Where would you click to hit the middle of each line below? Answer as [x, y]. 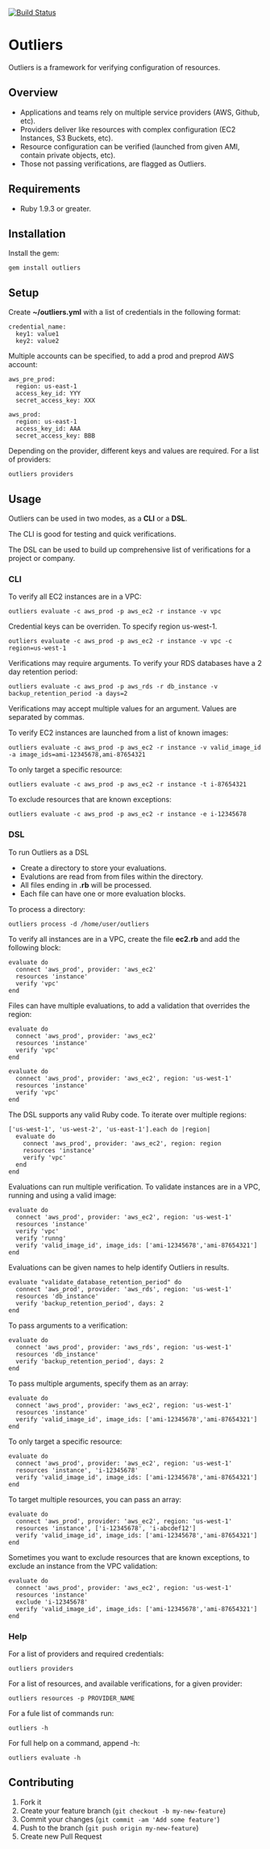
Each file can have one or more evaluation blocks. [103, 893]
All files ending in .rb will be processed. [85, 885]
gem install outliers [45, 268]
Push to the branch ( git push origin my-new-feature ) [109, 1827]
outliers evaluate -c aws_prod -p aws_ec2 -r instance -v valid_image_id [135, 748]
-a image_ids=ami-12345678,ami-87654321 [77, 755]
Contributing [41, 1782]
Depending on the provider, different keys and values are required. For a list [134, 451]
